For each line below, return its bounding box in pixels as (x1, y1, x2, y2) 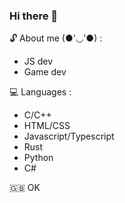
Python (23, 152, 54, 164)
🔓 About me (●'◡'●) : (9, 32, 103, 44)
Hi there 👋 (9, 9, 59, 23)
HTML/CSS (23, 120, 71, 132)
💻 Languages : (9, 86, 72, 98)
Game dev (23, 66, 67, 78)
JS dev (23, 55, 54, 68)
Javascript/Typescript (23, 130, 115, 143)
